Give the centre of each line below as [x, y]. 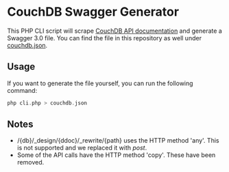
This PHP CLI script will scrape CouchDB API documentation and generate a [115, 31]
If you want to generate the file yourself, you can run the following [100, 83]
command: [22, 90]
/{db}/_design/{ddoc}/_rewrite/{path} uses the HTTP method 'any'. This [118, 141]
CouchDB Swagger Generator [93, 12]
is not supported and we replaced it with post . [82, 148]
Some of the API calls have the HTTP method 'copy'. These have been [116, 155]
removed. [31, 162]
